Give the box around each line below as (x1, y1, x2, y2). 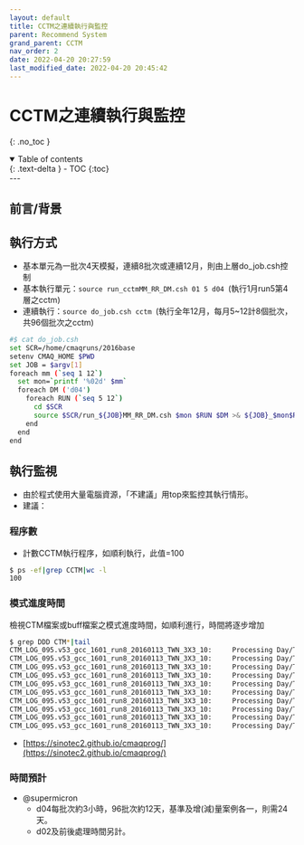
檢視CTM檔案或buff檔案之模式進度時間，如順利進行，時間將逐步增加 (9, 619, 265, 630)
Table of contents (17, 153, 83, 164)
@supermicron (22, 793, 79, 803)
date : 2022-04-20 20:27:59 (9, 55, 111, 64)
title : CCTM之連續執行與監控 (9, 22, 109, 31)
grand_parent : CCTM (9, 38, 83, 48)
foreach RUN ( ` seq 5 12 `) (25, 394, 124, 404)
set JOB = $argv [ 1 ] (9, 360, 83, 369)
